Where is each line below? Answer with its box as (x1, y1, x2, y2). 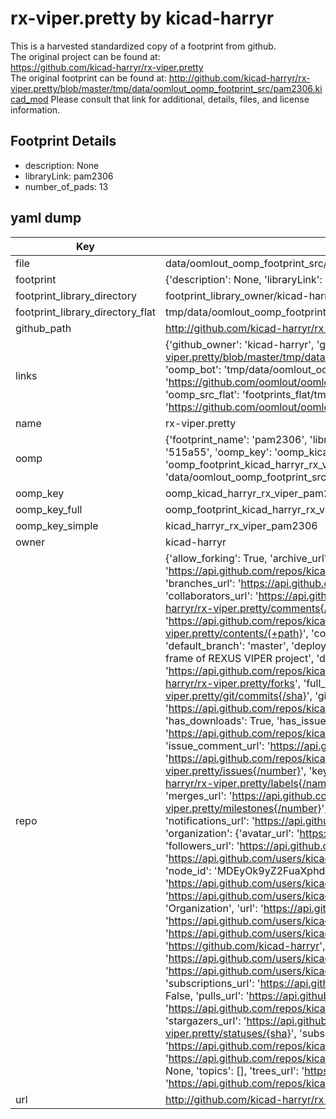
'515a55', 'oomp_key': (164, 445, 272, 459)
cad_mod (10, 93, 49, 105)
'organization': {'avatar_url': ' (164, 826, 300, 840)
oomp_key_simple (15, 518, 99, 532)
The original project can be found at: (10, 50, 161, 62)
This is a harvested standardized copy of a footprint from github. (10, 40, 277, 52)
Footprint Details (10, 133, 117, 150)
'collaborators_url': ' (164, 588, 259, 602)
